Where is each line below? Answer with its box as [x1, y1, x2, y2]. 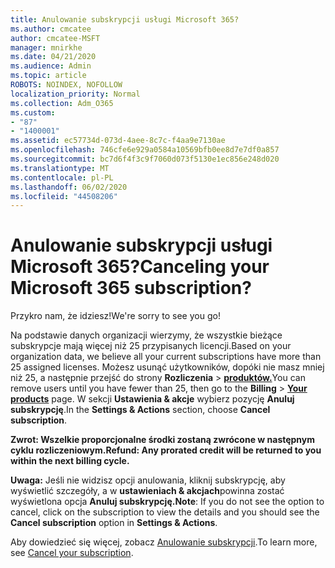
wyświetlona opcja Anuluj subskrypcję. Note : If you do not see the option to [10, 496, 325, 508]
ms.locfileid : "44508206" [10, 191, 118, 201]
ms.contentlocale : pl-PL [10, 172, 114, 183]
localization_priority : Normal [10, 89, 141, 99]
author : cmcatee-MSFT [10, 33, 101, 43]
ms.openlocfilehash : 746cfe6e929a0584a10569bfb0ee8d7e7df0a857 [10, 145, 280, 155]
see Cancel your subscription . [10, 547, 134, 559]
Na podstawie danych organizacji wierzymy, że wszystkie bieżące [10, 329, 283, 341]
